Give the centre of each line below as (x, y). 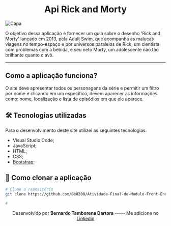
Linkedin (85, 218)
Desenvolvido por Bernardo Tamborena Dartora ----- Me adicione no (85, 213)
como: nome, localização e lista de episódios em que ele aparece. (75, 99)
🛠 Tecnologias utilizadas (46, 116)
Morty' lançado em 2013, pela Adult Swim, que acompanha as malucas (80, 39)
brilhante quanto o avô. (30, 55)
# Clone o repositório (29, 189)
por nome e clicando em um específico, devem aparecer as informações (81, 93)
